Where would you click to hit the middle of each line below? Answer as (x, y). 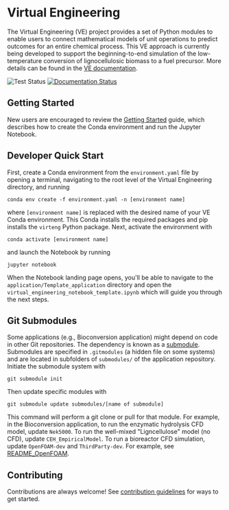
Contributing (35, 475)
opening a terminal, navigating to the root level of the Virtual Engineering (110, 179)
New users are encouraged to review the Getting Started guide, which (106, 119)
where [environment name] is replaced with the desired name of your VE (109, 212)
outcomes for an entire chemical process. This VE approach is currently (109, 46)
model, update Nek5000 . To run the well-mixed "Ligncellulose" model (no (109, 432)
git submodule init (35, 379)
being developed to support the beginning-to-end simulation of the (102, 54)
